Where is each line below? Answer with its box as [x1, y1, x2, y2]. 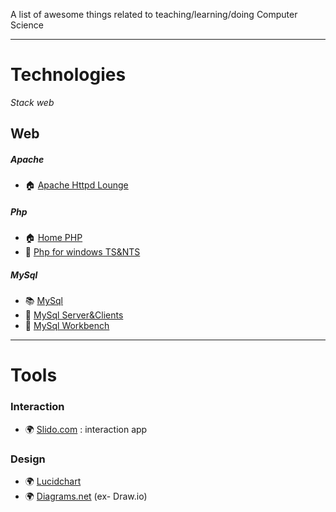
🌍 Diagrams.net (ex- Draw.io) [24, 490, 148, 503]
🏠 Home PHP [24, 232, 83, 244]
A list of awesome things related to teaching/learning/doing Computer [10, 9, 298, 20]
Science [10, 19, 44, 31]
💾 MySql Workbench [24, 320, 110, 332]
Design [10, 452, 46, 466]
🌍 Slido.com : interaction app [24, 423, 148, 435]
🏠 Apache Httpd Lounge [24, 179, 129, 191]
